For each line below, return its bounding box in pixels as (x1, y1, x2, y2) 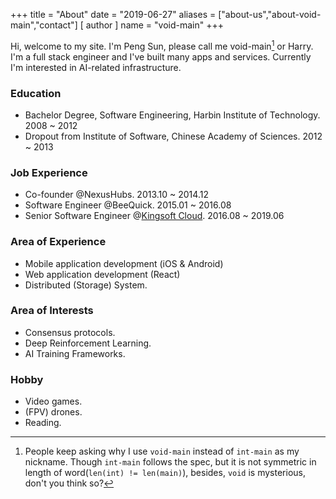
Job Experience (10, 165, 88, 179)
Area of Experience (10, 235, 107, 249)
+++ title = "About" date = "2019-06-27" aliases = (10, 9, 217, 20)
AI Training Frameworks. (24, 347, 126, 359)
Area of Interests (10, 304, 94, 318)
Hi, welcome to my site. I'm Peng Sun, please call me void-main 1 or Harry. (10, 39, 314, 52)
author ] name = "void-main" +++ (85, 19, 225, 31)
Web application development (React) (24, 268, 181, 280)
